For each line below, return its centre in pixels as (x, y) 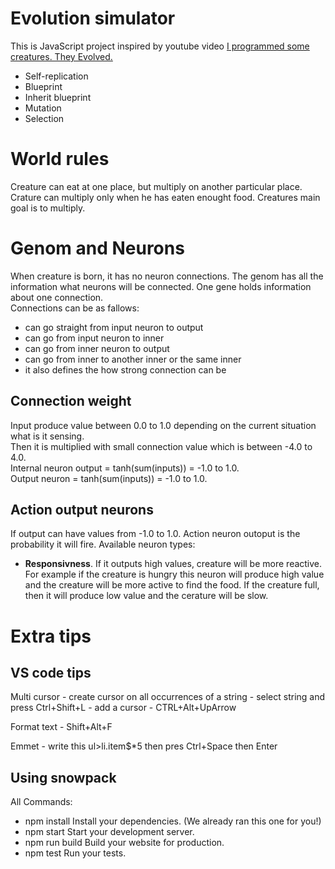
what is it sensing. (47, 436)
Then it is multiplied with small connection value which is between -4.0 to (161, 446)
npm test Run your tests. (75, 853)
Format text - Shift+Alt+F (61, 727)
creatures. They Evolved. (61, 56)
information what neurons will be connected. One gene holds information (161, 286)
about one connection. (57, 297)
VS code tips (51, 673)
